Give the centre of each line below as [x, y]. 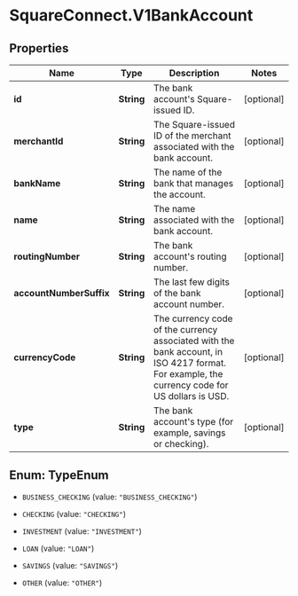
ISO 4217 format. [190, 363]
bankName [37, 183]
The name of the [188, 172]
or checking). [181, 444]
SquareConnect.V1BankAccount [131, 16]
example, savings [190, 433]
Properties [39, 48]
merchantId [39, 141]
